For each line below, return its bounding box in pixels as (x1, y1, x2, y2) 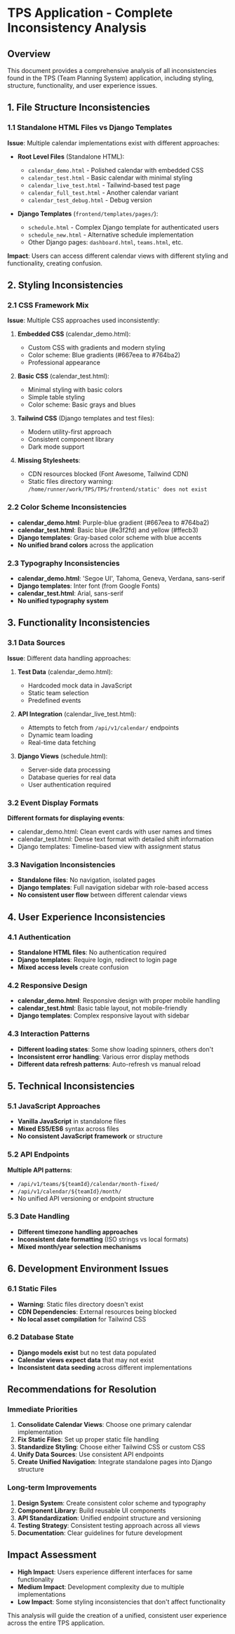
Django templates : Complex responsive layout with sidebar (17, 1011, 189, 1020)
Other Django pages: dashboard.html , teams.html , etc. (27, 237, 184, 246)
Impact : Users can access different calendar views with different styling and (7, 251, 229, 260)
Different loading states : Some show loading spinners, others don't (17, 1045, 214, 1053)
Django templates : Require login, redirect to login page (17, 955, 177, 963)
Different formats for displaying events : (7, 813, 125, 822)
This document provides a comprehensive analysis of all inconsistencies (7, 67, 217, 74)
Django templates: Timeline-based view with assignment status (17, 842, 201, 850)
